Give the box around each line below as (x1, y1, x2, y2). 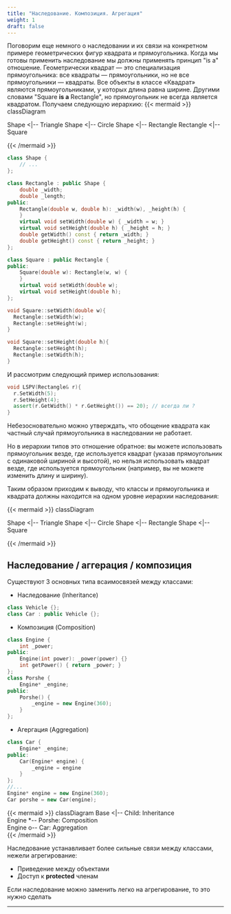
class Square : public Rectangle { (7, 256, 109, 263)
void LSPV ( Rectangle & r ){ (7, 383, 81, 391)
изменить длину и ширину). (7, 472, 88, 480)
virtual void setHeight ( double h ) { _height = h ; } (19, 225, 170, 232)
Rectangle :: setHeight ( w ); (13, 320, 88, 327)
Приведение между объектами (16, 864, 110, 873)
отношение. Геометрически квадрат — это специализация (7, 63, 181, 72)
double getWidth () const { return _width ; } (19, 231, 149, 238)
